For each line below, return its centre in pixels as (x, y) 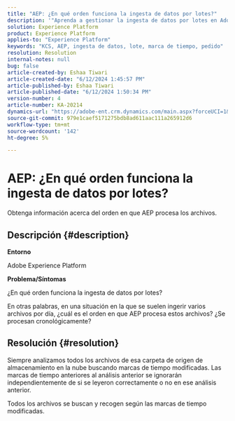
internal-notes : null (39, 60)
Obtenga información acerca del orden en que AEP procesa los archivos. (112, 213)
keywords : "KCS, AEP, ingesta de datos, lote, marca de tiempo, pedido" (115, 46)
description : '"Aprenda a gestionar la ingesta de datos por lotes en (112, 20)
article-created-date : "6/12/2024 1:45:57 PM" (76, 79)
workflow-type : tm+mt (39, 125)
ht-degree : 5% (28, 138)
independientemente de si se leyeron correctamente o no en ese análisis (112, 382)
